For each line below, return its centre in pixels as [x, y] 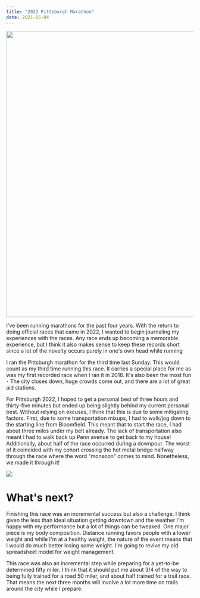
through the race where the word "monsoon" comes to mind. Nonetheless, [98, 456]
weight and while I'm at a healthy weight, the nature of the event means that [99, 539]
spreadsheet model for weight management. [60, 552]
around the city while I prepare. [45, 589]
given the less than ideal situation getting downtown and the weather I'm [95, 520]
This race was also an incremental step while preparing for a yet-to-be [93, 563]
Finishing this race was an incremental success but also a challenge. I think [98, 514]
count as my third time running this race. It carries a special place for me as [99, 368]
